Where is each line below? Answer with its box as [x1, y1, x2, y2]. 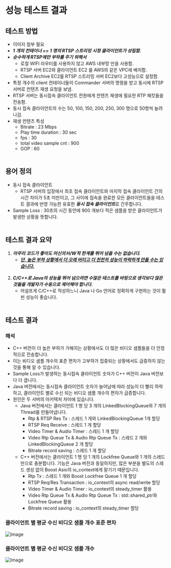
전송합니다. [26, 351, 48, 357]
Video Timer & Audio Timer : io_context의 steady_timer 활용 [28, 486, 152, 492]
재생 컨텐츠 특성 [12, 118, 44, 124]
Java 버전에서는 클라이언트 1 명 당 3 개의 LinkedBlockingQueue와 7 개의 [20, 403, 166, 409]
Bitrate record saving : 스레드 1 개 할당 [28, 448, 106, 454]
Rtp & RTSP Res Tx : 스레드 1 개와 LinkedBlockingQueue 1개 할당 [28, 415, 160, 422]
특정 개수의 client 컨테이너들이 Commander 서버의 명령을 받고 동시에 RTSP [12, 80, 164, 86]
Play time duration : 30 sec [20, 129, 77, 135]
